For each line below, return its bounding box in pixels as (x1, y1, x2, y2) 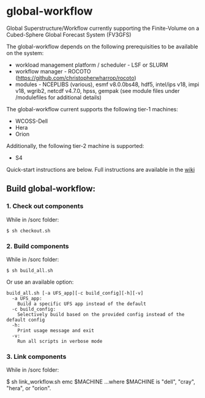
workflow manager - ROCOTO (15, 67, 91, 75)
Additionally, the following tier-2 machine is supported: (6, 142, 144, 149)
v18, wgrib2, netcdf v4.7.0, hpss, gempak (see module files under (15, 87, 181, 94)
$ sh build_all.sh (6, 267, 53, 273)
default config (6, 317, 45, 323)
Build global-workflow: (6, 183, 96, 194)
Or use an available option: (6, 278, 74, 286)
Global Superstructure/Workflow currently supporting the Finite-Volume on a (6, 24, 199, 32)
